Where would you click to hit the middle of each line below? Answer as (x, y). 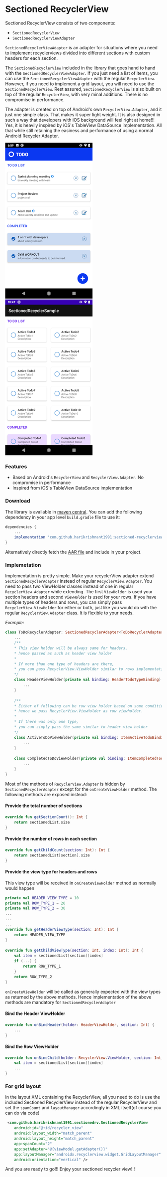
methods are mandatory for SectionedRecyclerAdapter (60, 1002)
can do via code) (22, 1113)
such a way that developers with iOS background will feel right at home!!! (80, 120)
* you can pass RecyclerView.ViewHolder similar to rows (74, 669)
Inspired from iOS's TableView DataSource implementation (72, 488)
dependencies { (21, 527)
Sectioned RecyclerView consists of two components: (60, 23)
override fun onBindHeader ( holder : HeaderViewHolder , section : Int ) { (80, 1025)
